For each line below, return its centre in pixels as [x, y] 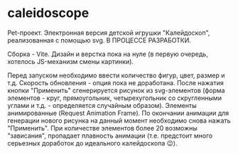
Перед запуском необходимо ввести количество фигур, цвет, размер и [116, 75]
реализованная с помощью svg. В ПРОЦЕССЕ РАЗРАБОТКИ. [99, 40]
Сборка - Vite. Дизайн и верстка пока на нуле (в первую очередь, [108, 54]
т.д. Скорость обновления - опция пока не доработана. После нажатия [115, 82]
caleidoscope [48, 13]
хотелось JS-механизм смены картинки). [70, 61]
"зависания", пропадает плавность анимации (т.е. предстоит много [110, 136]
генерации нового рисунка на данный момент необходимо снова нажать [119, 120]
